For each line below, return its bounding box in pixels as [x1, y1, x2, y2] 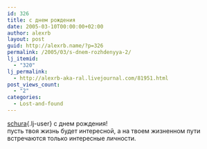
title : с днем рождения [7, 17, 76, 24]
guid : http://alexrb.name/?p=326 [7, 42, 104, 49]
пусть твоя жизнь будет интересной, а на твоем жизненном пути [7, 126, 201, 135]
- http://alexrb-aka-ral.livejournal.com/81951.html [13, 74, 169, 82]
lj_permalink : [7, 68, 48, 75]
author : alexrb [7, 29, 51, 37]
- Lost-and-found [13, 100, 64, 107]
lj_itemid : [7, 55, 39, 62]
